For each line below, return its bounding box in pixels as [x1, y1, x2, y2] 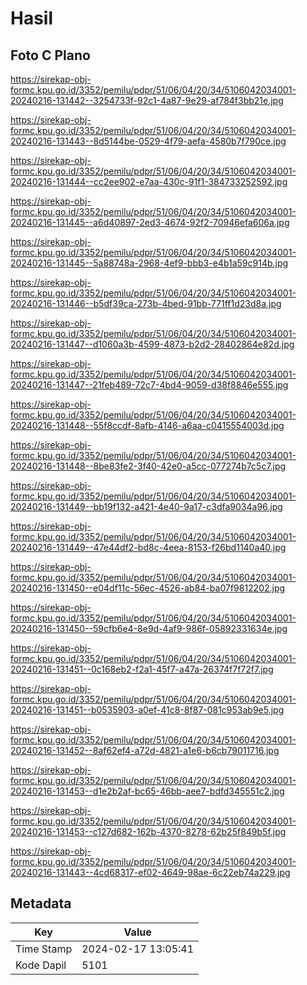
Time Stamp [15, 942, 73, 956]
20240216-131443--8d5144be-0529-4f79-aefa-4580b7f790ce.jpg [10, 135, 287, 147]
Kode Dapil [15, 958, 67, 972]
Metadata [10, 895, 72, 912]
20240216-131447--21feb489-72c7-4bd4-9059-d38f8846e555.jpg [10, 379, 289, 391]
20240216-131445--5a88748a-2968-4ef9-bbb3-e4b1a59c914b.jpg [10, 257, 289, 269]
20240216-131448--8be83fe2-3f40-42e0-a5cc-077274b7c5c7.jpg [10, 460, 287, 472]
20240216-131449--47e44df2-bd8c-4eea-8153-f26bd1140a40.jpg [10, 542, 287, 553]
